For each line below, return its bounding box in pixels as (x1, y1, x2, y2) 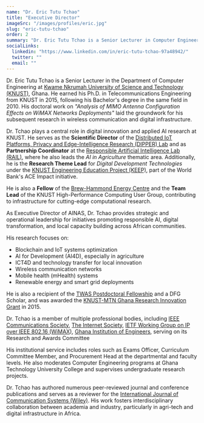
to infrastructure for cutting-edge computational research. (6, 197, 152, 205)
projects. (6, 372, 29, 379)
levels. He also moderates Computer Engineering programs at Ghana (6, 359, 178, 366)
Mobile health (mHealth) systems (15, 272, 98, 279)
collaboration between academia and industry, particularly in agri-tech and (6, 403, 193, 410)
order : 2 (6, 32, 29, 38)
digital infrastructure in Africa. (6, 410, 81, 417)
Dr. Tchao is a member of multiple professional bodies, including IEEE (6, 315, 180, 322)
